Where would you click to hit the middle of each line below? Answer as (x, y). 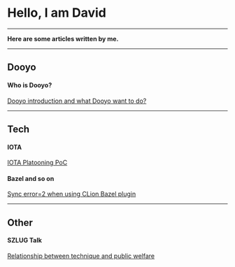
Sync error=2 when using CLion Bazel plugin (72, 194)
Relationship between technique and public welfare (81, 256)
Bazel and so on (31, 178)
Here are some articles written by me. (63, 38)
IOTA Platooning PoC (37, 163)
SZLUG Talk (24, 240)
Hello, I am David (57, 13)
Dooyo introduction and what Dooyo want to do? (77, 101)
